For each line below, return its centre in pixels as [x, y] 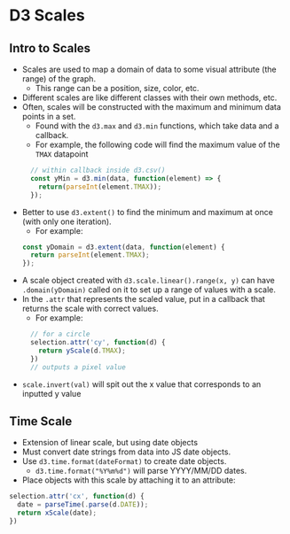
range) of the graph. [59, 79]
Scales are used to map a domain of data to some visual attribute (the [149, 69]
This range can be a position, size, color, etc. [117, 88]
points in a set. [49, 116]
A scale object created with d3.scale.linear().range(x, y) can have [148, 281]
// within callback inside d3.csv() [98, 170]
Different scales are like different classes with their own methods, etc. [149, 97]
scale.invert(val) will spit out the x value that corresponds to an [141, 384]
